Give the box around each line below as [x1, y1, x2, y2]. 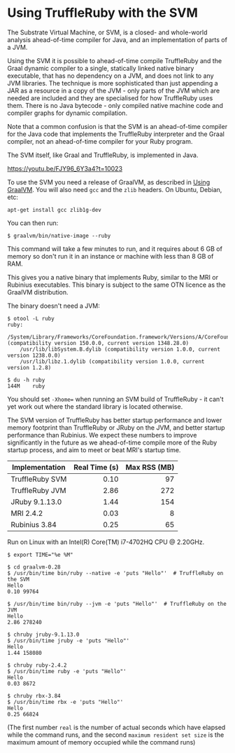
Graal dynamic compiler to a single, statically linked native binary [7, 64, 194, 72]
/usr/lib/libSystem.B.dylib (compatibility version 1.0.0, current [20, 346, 220, 353]
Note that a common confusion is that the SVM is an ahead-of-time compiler [7, 122, 228, 130]
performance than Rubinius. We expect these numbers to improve [7, 430, 197, 439]
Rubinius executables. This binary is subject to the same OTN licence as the [7, 280, 226, 289]
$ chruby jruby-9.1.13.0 [7, 631, 80, 638]
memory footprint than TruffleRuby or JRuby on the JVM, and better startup [7, 423, 225, 432]
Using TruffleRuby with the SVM [7, 5, 198, 21]
